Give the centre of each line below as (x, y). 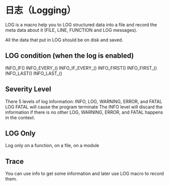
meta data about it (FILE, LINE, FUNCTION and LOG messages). (71, 30)
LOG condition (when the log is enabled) (70, 56)
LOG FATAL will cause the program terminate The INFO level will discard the (84, 107)
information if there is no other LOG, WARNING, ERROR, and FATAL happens (84, 112)
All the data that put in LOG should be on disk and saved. (64, 40)
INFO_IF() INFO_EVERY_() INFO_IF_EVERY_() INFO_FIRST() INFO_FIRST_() (81, 68)
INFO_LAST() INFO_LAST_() (34, 73)
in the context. (20, 117)
